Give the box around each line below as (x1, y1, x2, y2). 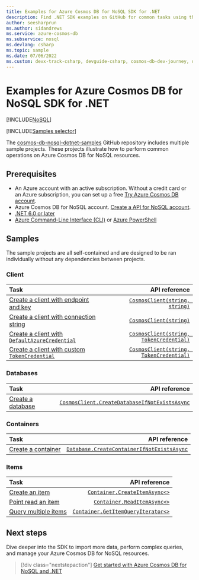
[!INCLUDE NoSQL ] (6, 116, 52, 123)
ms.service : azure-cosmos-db (6, 31, 78, 37)
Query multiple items (9, 508, 67, 516)
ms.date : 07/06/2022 (6, 53, 57, 59)
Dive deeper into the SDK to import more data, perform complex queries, (6, 544, 184, 551)
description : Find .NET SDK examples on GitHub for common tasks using (6, 14, 187, 20)
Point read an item (9, 498, 60, 506)
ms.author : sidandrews (6, 25, 62, 31)
